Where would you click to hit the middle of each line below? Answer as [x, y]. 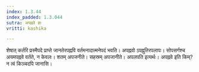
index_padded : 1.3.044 [34, 17]
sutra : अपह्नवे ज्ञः [24, 23]
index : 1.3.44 [24, 12]
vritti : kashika [26, 28]
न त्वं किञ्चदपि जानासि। [29, 64]
